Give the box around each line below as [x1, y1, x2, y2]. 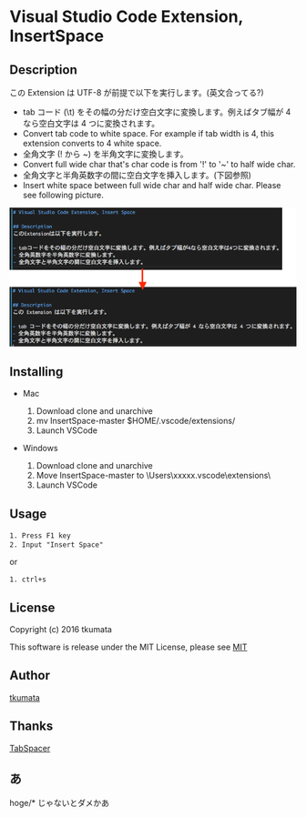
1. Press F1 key [9, 531, 71, 540]
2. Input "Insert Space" [9, 540, 104, 550]
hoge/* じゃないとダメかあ [9, 797, 109, 808]
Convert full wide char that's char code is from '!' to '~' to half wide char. [22, 159, 296, 169]
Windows [22, 443, 58, 454]
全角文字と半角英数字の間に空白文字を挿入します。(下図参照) [22, 170, 252, 180]
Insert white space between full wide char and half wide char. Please [22, 180, 281, 190]
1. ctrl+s [9, 575, 47, 584]
